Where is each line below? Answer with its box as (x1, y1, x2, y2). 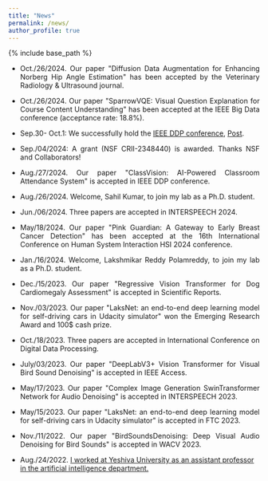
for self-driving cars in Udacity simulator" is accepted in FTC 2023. (19, 416, 241, 425)
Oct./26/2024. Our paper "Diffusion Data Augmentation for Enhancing (19, 64, 260, 73)
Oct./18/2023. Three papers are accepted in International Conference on (19, 336, 260, 345)
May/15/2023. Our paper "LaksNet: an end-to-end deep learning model (19, 408, 260, 417)
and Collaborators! (19, 152, 81, 162)
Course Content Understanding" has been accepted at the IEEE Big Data (19, 104, 260, 114)
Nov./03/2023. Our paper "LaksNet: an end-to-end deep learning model (19, 303, 260, 313)
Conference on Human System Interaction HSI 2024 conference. (19, 240, 233, 250)
